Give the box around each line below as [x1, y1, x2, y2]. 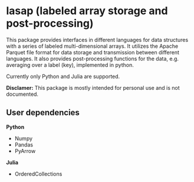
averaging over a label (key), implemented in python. [6, 61, 134, 69]
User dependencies [6, 108, 80, 118]
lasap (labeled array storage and [6, 4, 168, 18]
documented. [6, 90, 39, 97]
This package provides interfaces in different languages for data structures [6, 36, 189, 43]
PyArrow [14, 147, 36, 154]
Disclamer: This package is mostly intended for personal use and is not [6, 84, 180, 91]
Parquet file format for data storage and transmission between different [6, 48, 180, 56]
